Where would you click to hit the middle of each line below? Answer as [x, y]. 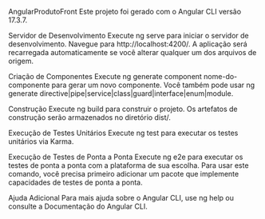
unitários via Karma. [41, 141]
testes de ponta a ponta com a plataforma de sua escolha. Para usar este [129, 165]
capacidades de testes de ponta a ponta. [75, 182]
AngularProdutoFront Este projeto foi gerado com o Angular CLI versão [125, 12]
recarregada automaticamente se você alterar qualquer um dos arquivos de [132, 52]
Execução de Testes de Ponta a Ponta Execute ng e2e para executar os [126, 157]
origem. [21, 61]
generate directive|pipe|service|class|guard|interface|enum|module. [121, 94]
